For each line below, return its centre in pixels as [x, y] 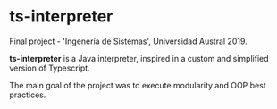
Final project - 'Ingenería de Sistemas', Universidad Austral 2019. [128, 41]
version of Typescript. [50, 68]
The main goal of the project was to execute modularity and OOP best [138, 85]
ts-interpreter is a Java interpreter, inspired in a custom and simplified [139, 58]
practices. [28, 95]
